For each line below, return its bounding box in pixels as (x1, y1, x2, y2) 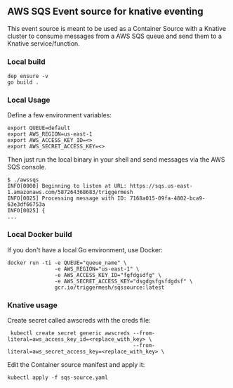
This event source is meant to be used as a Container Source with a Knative (7, 24, 227, 32)
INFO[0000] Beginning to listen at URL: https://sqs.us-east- (7, 183, 193, 190)
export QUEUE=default (7, 124, 71, 132)
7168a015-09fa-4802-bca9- (129, 195, 206, 202)
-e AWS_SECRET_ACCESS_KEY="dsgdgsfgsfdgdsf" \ (54, 278, 193, 285)
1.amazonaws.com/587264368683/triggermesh (7, 189, 133, 196)
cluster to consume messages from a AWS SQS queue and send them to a (7, 32, 222, 40)
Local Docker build (7, 230, 72, 240)
